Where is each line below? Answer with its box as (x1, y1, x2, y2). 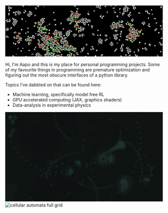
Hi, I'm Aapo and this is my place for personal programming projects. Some (5, 61, 160, 67)
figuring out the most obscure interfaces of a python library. (5, 72, 128, 78)
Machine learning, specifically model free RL (12, 91, 104, 97)
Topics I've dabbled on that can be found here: (5, 81, 101, 87)
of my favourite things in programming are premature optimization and (5, 66, 150, 72)
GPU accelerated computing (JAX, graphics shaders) (12, 96, 122, 102)
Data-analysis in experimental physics (12, 102, 91, 108)
